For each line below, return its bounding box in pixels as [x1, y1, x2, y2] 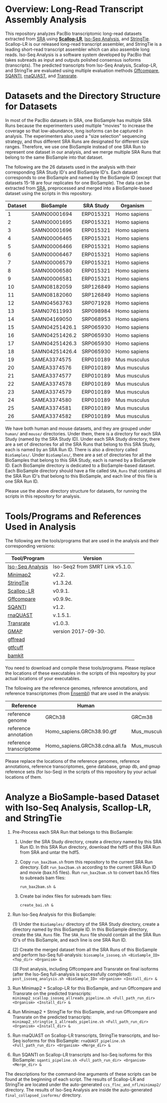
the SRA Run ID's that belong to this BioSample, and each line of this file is [5, 473, 158, 479]
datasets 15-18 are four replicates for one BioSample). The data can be [5, 180, 150, 186]
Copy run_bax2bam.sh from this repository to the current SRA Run [19, 859, 153, 865]
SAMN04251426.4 [31, 348, 77, 355]
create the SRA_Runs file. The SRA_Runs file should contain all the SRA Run [12, 931, 161, 937]
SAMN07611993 [31, 307, 73, 314]
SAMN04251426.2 [31, 332, 77, 339]
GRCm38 [131, 713, 153, 720]
